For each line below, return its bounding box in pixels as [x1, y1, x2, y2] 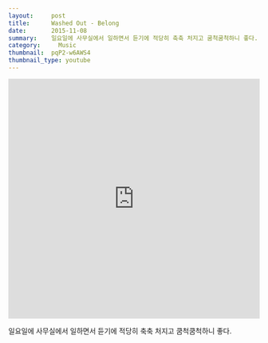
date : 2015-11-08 [8, 26, 88, 34]
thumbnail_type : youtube [8, 57, 91, 65]
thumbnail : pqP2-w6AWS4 [8, 49, 91, 57]
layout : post [8, 11, 66, 20]
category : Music [8, 42, 77, 50]
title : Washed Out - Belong [8, 19, 120, 27]
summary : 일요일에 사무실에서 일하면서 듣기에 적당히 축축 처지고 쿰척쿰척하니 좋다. [8, 34, 258, 42]
